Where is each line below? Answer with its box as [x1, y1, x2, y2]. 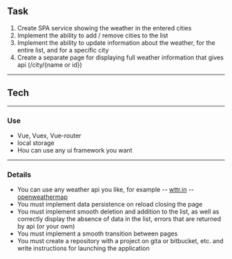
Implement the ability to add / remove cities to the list [17, 31, 168, 39]
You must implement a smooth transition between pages [17, 229, 178, 238]
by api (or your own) [17, 222, 75, 231]
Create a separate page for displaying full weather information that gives [17, 53, 224, 61]
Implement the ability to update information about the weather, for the [17, 38, 215, 47]
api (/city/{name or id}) [17, 60, 83, 68]
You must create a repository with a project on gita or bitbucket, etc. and [17, 237, 224, 245]
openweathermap [17, 193, 68, 201]
